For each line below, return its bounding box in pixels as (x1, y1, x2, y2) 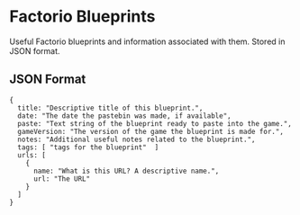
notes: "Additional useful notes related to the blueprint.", (17, 135, 256, 144)
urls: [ (17, 150, 47, 159)
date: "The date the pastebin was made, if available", (17, 111, 232, 121)
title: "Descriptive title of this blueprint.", (17, 103, 204, 112)
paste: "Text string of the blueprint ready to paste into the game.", (17, 119, 293, 128)
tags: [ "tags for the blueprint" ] (17, 142, 159, 152)
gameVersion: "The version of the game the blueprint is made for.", (17, 127, 284, 136)
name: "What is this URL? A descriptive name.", (32, 166, 220, 175)
